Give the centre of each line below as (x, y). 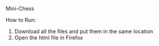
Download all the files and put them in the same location (84, 31)
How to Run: (21, 20)
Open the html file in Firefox (49, 37)
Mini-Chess (20, 9)
